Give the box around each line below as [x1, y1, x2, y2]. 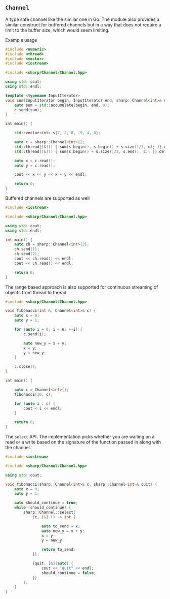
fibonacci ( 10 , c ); [14, 392, 53, 397]
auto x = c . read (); [14, 158, 56, 163]
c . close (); [14, 364, 37, 369]
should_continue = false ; [41, 570, 96, 576]
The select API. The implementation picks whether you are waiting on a [5, 434, 155, 440]
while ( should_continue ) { [14, 505, 71, 510]
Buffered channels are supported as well [5, 195, 90, 201]
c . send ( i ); [23, 331, 47, 337]
